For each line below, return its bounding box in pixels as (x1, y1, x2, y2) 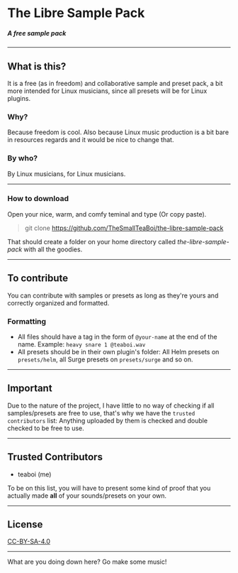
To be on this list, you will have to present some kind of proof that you (7, 484, 211, 492)
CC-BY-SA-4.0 (7, 537, 51, 546)
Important (7, 382, 52, 395)
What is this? (7, 60, 67, 72)
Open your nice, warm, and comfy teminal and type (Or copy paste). (7, 209, 207, 218)
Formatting (7, 316, 47, 326)
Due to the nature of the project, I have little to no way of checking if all (7, 401, 215, 410)
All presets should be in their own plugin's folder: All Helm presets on (17, 347, 220, 356)
